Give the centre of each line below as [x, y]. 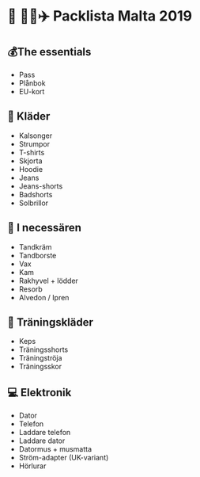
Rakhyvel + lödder [48, 280]
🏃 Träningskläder [51, 322]
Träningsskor [40, 367]
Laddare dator [42, 441]
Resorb [30, 289]
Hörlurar [32, 466]
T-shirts [32, 152]
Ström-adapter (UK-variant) [64, 458]
